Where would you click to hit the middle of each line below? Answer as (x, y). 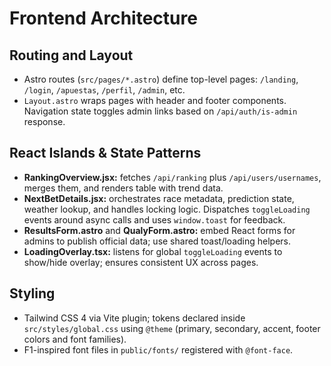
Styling (32, 293)
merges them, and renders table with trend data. (123, 188)
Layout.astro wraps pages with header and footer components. (155, 100)
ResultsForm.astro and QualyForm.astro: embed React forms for (159, 230)
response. (44, 121)
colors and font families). (75, 339)
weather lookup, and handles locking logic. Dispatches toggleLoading (167, 209)
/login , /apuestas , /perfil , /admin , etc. (104, 90)
